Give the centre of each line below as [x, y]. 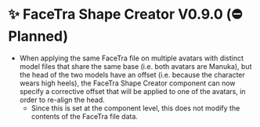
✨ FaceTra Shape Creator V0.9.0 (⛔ [125, 15]
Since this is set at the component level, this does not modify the [135, 108]
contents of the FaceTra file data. [85, 116]
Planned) [38, 36]
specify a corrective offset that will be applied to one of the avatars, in [132, 91]
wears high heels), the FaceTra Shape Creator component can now [127, 83]
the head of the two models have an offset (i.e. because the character [132, 74]
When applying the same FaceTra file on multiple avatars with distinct [132, 58]
